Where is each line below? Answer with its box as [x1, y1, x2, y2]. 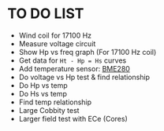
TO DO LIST [7, 5, 84, 23]
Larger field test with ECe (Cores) [18, 114, 128, 123]
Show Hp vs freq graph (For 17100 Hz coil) [18, 47, 157, 56]
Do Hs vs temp [18, 89, 68, 98]
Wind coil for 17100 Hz [18, 31, 92, 40]
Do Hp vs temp [18, 80, 68, 90]
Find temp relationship [18, 97, 92, 107]
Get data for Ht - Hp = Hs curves [18, 56, 127, 65]
